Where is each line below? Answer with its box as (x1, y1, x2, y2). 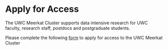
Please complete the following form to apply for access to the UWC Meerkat (5, 35, 163, 41)
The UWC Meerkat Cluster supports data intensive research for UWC (5, 20, 148, 26)
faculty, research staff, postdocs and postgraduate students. (5, 25, 130, 31)
